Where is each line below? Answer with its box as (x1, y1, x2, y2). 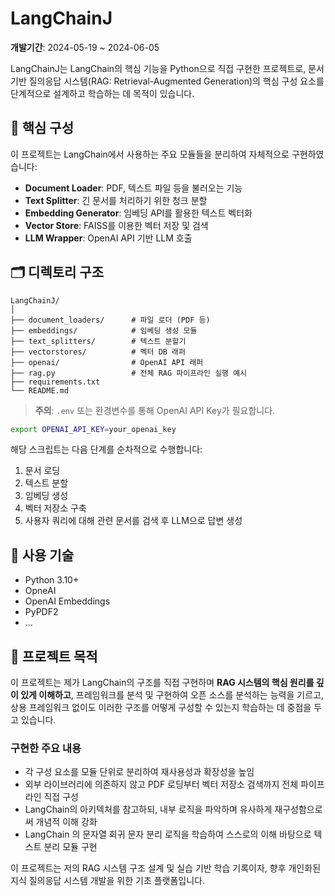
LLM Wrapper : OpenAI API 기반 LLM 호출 (24, 232, 193, 244)
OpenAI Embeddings (24, 595, 111, 607)
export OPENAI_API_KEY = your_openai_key (10, 424, 177, 434)
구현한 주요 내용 (10, 741, 82, 755)
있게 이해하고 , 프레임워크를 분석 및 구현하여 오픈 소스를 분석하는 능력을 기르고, (20, 689, 324, 701)
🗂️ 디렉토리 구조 (10, 264, 105, 281)
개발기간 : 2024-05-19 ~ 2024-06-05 (10, 41, 160, 53)
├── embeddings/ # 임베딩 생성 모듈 (10, 325, 198, 336)
